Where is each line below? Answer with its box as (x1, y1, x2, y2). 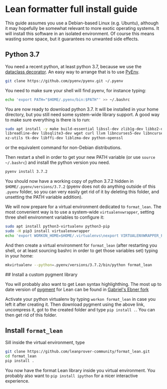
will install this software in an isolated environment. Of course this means (5, 30, 155, 36)
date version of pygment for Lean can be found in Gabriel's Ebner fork (5, 286, 149, 292)
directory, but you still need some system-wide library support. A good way (5, 111, 160, 118)
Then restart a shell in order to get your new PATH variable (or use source (5, 154, 156, 160)
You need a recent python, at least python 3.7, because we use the (5, 63, 142, 69)
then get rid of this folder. (5, 312, 57, 318)
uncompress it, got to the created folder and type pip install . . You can (5, 306, 156, 312)
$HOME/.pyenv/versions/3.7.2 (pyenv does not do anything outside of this (5, 183, 156, 189)
